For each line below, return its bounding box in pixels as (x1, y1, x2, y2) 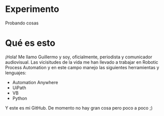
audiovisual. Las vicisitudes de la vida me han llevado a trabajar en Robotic (5, 59, 159, 65)
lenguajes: (5, 70, 26, 76)
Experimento (5, 3, 60, 15)
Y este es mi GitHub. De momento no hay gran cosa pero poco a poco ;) (5, 105, 153, 111)
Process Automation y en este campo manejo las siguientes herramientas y (5, 64, 160, 70)
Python (12, 95, 27, 101)
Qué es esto (5, 37, 56, 49)
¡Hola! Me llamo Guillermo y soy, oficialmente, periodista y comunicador (5, 54, 153, 60)
